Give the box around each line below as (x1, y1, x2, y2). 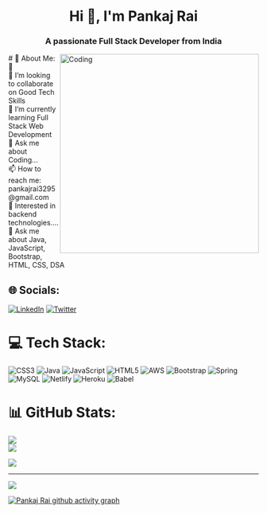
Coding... (8, 155, 38, 165)
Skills (8, 96, 26, 106)
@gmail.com (8, 193, 49, 202)
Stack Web (8, 121, 44, 131)
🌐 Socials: (8, 283, 60, 297)
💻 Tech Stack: (8, 334, 106, 352)
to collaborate (8, 79, 54, 88)
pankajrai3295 (8, 184, 56, 194)
